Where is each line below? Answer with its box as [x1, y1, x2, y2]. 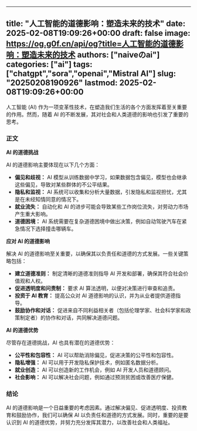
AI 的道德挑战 [6, 149, 39, 156]
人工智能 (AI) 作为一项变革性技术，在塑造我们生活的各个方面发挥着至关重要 [6, 103, 188, 111]
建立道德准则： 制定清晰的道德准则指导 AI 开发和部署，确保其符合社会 [14, 270, 184, 277]
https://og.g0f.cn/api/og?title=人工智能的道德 [6, 39, 176, 49]
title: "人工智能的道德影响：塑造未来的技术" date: [6, 19, 186, 29]
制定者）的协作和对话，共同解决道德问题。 [19, 314, 123, 321]
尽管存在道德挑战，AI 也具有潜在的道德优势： [6, 339, 116, 346]
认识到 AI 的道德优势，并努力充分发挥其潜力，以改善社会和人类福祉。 [6, 419, 174, 426]
